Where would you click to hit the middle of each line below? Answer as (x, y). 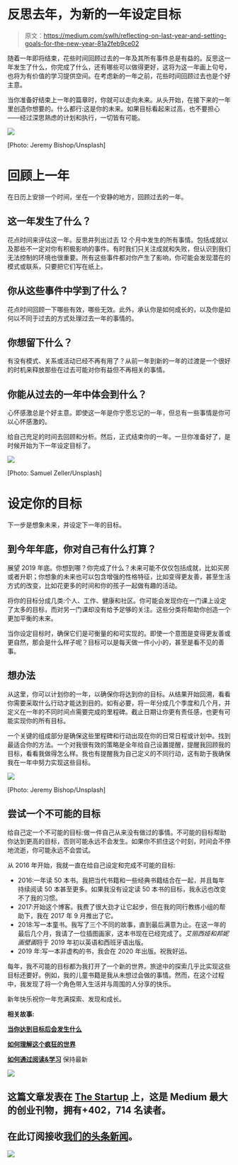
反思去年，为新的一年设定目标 (95, 15)
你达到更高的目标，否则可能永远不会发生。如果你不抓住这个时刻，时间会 (113, 841)
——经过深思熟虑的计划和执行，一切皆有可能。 (75, 117)
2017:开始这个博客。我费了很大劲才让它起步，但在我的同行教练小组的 (118, 907)
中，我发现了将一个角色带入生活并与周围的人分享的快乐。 (91, 983)
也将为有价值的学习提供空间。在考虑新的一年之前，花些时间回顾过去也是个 (116, 76)
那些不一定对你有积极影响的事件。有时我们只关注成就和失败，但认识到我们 (122, 248)
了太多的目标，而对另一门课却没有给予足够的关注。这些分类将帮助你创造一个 (119, 609)
